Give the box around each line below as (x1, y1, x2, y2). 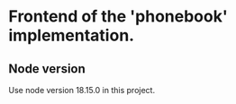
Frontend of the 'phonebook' (8, 6, 229, 27)
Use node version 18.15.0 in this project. (8, 85, 155, 95)
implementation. (8, 25, 135, 46)
